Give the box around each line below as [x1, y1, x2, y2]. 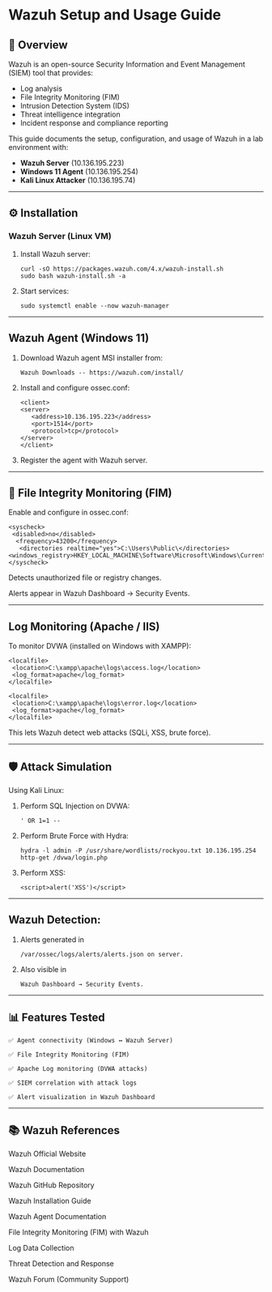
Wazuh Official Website [8, 1149, 87, 1159]
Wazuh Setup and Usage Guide [8, 6, 221, 24]
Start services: [19, 286, 70, 296]
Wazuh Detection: [8, 913, 101, 927]
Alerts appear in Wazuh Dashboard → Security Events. [8, 589, 190, 599]
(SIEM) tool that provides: [8, 68, 93, 78]
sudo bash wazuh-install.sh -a [19, 271, 126, 280]
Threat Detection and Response [8, 1259, 115, 1269]
